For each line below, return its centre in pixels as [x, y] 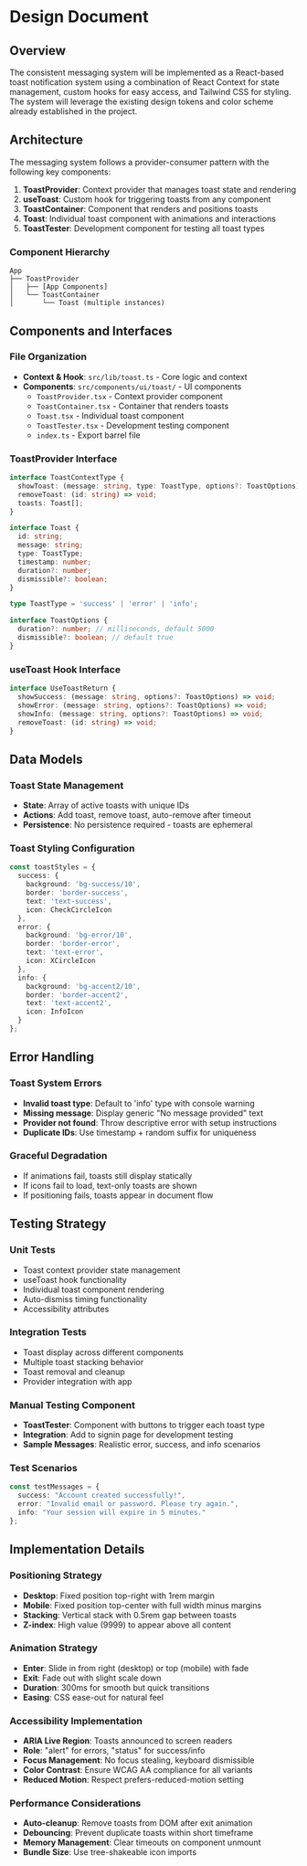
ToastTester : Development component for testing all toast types [143, 228]
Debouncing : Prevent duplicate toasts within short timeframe [138, 1833]
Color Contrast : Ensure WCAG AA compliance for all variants [138, 1770]
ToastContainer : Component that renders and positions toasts [140, 208]
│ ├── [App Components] [58, 287]
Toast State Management [67, 785]
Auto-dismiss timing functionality [85, 1299]
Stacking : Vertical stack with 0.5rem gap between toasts [130, 1615]
